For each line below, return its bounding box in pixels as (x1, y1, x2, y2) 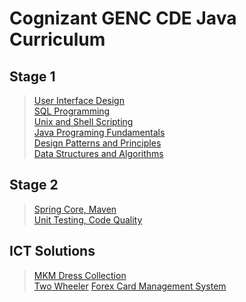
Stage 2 (9, 177, 59, 194)
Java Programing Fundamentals (33, 127, 166, 138)
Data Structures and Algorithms (33, 148, 164, 159)
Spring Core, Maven (33, 203, 117, 215)
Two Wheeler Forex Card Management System (33, 280, 227, 292)
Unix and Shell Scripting (33, 116, 134, 127)
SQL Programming (33, 105, 111, 117)
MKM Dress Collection (33, 269, 127, 281)
